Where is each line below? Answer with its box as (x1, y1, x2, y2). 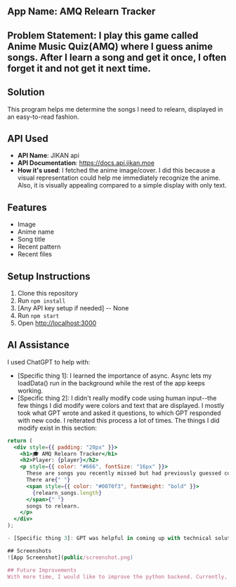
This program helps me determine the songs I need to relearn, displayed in (7, 105, 223, 113)
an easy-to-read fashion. (7, 112, 79, 121)
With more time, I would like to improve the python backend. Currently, (7, 573, 228, 580)
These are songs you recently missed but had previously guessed (25, 470, 221, 477)
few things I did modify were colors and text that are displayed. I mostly (17, 401, 225, 409)
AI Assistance (7, 339, 70, 351)
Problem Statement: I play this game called (7, 29, 199, 41)
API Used (7, 133, 49, 145)
